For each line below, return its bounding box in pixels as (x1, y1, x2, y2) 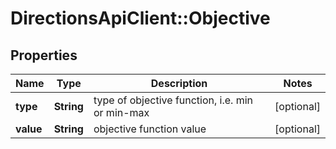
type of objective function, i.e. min (93, 93, 254, 107)
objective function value (93, 122, 207, 136)
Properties (10, 47, 78, 64)
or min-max (93, 106, 150, 119)
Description (150, 77, 208, 90)
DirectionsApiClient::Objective (10, 7, 271, 30)
